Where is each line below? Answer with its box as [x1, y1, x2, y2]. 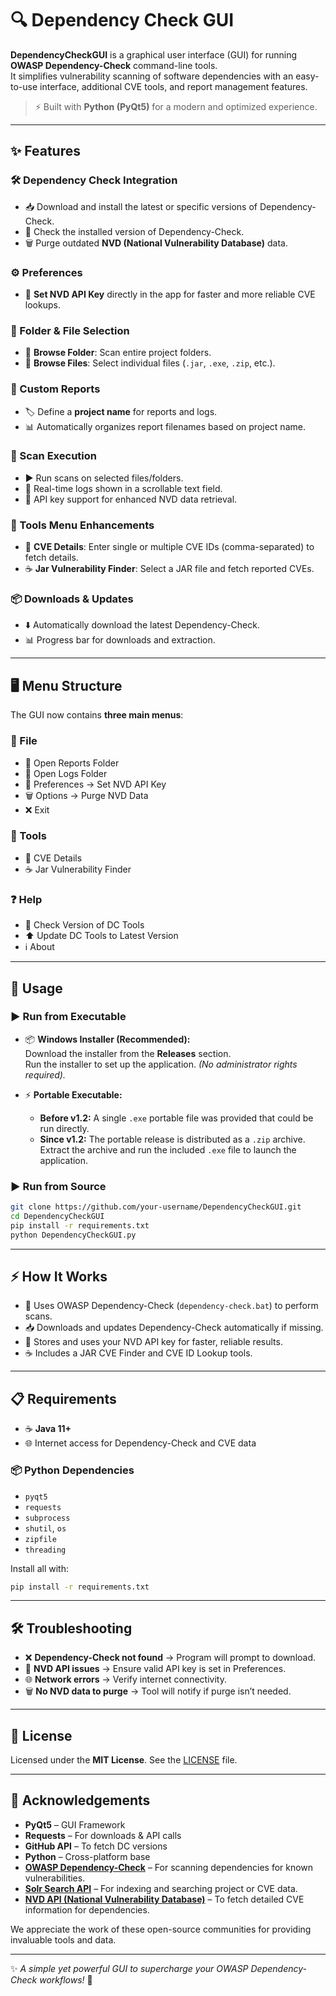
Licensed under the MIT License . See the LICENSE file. [10, 1754, 238, 1766]
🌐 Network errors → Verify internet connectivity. [24, 1673, 227, 1686]
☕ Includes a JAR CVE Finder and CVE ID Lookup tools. [24, 1347, 253, 1359]
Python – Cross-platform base [24, 1850, 151, 1862]
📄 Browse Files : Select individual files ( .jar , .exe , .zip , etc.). [24, 357, 276, 369]
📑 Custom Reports [10, 382, 101, 396]
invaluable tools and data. [10, 1933, 117, 1946]
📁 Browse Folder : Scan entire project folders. [24, 347, 212, 359]
